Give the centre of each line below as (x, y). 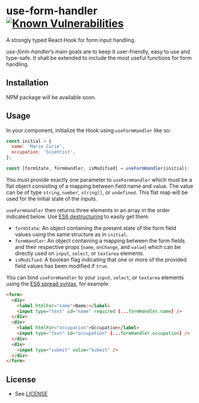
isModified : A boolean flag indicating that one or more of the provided (101, 259)
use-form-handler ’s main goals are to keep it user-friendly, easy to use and (98, 51)
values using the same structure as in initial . (71, 234)
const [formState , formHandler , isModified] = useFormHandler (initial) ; (98, 169)
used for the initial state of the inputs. (52, 199)
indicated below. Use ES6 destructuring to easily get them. (78, 216)
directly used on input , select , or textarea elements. (79, 253)
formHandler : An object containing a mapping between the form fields (100, 240)
